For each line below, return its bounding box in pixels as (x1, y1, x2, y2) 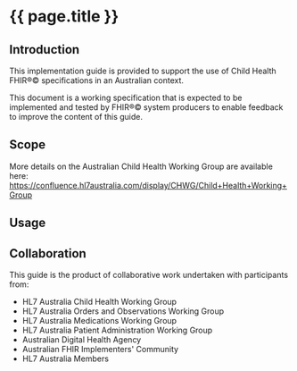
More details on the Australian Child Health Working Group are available (9, 161, 274, 172)
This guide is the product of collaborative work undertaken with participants (9, 270, 288, 281)
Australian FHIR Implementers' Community (21, 344, 179, 355)
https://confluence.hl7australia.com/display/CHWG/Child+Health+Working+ (9, 180, 288, 190)
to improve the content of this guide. (9, 112, 143, 122)
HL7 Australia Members (21, 353, 110, 364)
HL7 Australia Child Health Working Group (21, 297, 177, 308)
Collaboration (9, 246, 87, 261)
